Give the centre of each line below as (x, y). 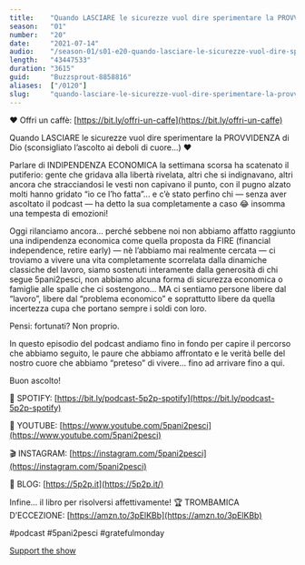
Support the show (43, 550)
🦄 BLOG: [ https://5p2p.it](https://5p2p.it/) (87, 484)
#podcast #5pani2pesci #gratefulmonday (87, 532)
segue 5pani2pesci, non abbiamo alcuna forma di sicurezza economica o (146, 279)
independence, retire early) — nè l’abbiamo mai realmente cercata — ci (143, 250)
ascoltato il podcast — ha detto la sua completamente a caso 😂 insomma (148, 203)
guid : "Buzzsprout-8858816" (70, 77)
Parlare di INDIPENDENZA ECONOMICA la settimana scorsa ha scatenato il (149, 165)
